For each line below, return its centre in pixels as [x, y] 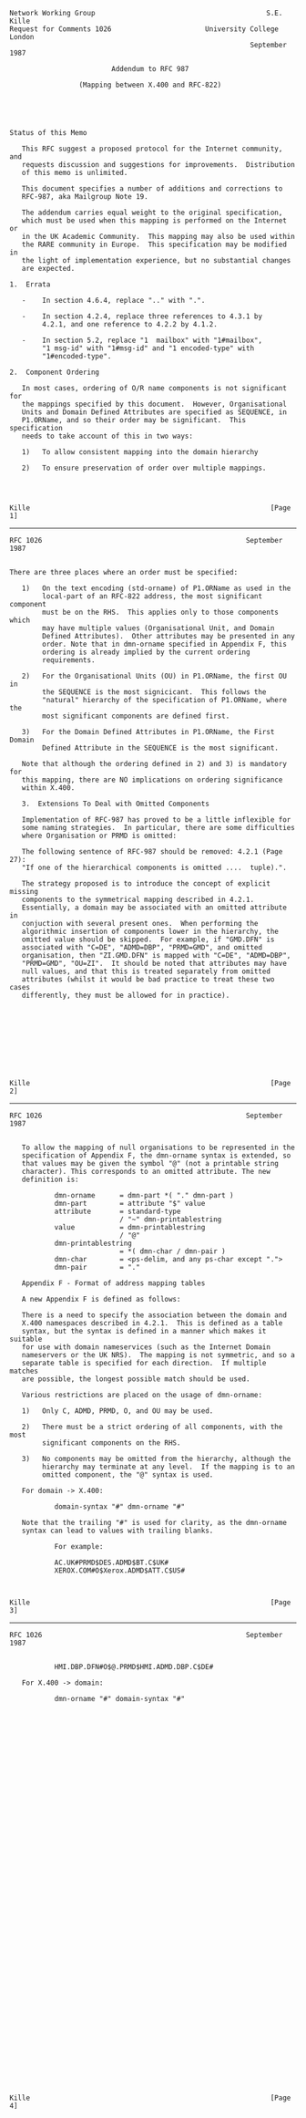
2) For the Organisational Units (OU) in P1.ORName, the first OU [154, 676]
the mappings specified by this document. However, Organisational [154, 404]
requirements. [69, 660]
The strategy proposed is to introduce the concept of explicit [146, 884]
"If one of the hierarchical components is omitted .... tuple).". [154, 867]
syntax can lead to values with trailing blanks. [117, 1531]
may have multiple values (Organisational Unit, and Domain [158, 628]
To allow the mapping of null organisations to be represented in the [158, 1147]
